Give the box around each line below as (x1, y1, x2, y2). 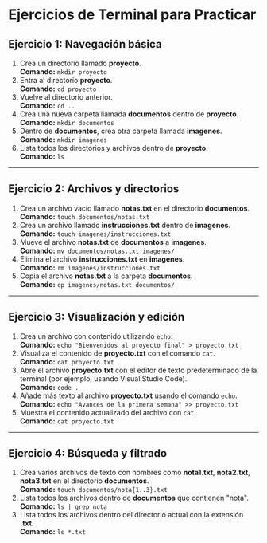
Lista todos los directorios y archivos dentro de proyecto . (19, 144, 208, 152)
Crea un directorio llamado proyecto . (19, 58, 141, 68)
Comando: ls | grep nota (19, 502, 107, 511)
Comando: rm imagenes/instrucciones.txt (19, 262, 161, 272)
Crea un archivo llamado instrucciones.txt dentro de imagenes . (19, 220, 231, 230)
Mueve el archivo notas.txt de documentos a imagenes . (19, 237, 207, 246)
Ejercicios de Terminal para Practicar (8, 6, 257, 24)
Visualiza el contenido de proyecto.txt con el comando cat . (19, 348, 216, 358)
